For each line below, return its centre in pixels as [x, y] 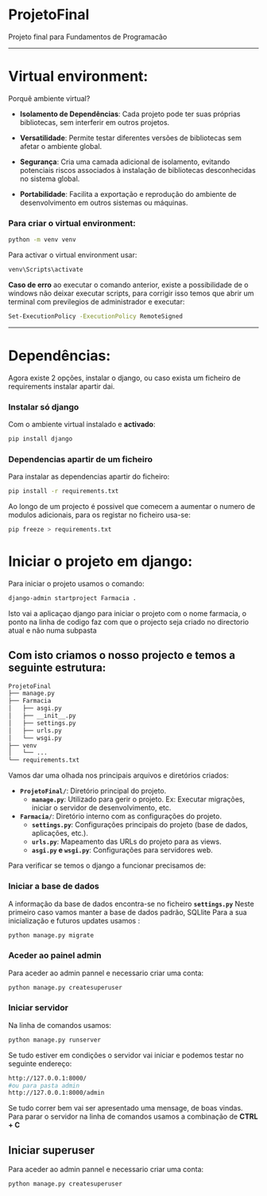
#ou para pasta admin [44, 1085]
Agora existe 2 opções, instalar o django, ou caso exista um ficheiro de [124, 378]
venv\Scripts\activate [46, 270]
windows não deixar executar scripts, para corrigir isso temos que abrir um [131, 293]
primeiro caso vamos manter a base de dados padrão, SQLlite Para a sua [128, 912]
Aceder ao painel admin [55, 955]
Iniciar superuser [52, 1150]
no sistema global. [50, 178]
